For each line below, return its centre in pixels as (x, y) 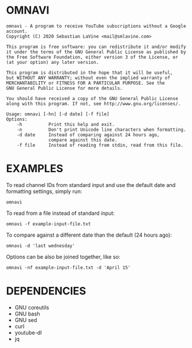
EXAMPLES (35, 169)
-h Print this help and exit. (66, 124)
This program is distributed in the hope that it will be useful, (90, 72)
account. (17, 31)
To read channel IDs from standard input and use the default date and (91, 185)
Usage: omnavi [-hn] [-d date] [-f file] (58, 114)
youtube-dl (28, 333)
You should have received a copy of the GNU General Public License (92, 98)
